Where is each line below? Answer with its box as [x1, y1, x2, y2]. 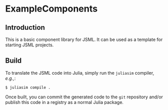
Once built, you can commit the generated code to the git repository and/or [5, 94, 163, 100]
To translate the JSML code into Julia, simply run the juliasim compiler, [5, 70, 154, 76]
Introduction [5, 23, 45, 32]
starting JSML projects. [5, 42, 54, 48]
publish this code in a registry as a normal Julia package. [5, 99, 124, 105]
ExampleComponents [5, 3, 98, 15]
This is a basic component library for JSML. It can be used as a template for [5, 36, 163, 42]
